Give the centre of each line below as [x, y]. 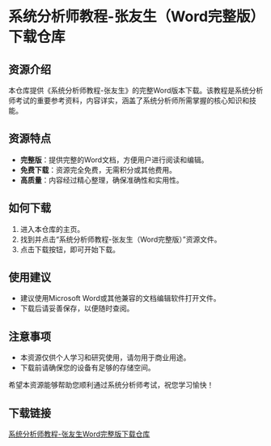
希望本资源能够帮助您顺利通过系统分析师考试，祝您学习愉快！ [111, 385]
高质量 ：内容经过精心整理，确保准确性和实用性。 [102, 180]
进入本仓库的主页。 [52, 229]
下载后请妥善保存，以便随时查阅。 [77, 308]
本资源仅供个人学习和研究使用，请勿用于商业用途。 [105, 358]
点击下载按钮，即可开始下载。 [70, 249]
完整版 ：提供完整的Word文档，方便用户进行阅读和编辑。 [114, 160]
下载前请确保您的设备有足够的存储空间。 [87, 368]
